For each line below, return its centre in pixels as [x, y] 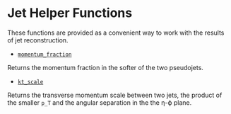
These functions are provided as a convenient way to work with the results [116, 33]
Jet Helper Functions [70, 13]
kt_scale [30, 82]
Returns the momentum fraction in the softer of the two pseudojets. [105, 67]
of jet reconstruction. [38, 40]
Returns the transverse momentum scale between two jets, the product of [115, 95]
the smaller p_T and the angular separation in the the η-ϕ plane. [100, 102]
